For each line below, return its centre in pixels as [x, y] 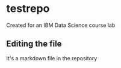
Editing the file [34, 44]
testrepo [28, 9]
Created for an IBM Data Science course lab [61, 25]
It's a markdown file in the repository [52, 58]
